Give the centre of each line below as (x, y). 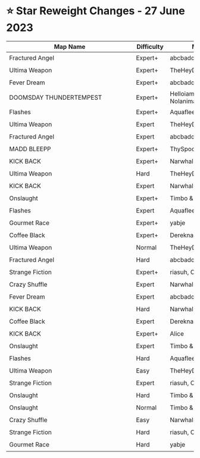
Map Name (70, 47)
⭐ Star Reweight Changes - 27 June (96, 11)
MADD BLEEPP (30, 149)
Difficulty (150, 47)
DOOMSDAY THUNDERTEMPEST (56, 97)
